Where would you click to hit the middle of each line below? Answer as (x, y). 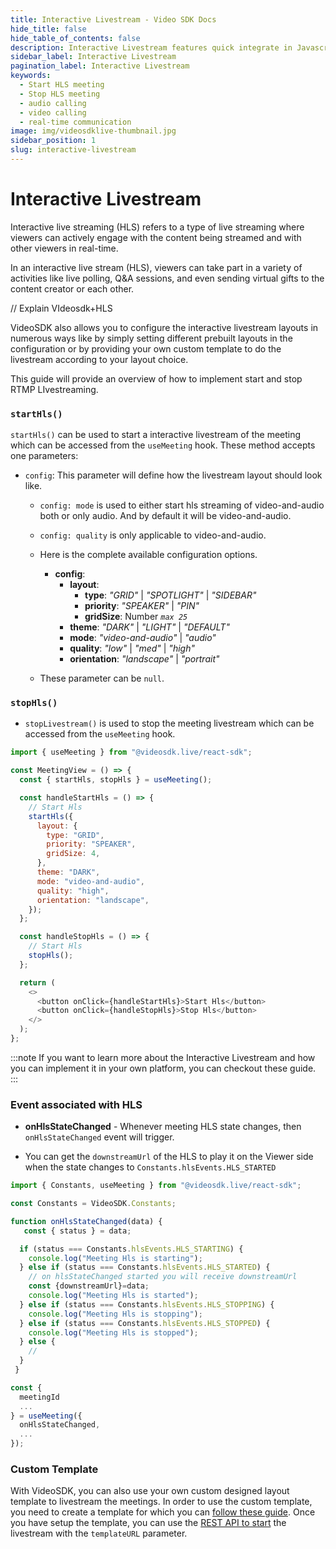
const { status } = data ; (77, 1231)
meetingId (39, 1397)
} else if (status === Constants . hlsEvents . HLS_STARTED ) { (145, 1267)
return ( (37, 982)
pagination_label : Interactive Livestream (100, 66)
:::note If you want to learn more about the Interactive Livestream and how (163, 1057)
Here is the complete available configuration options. (148, 555)
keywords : (31, 76)
